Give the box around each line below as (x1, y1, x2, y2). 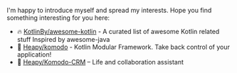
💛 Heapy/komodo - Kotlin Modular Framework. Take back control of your (16, 43, 231, 51)
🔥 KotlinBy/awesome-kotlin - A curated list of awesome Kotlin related (16, 28, 220, 35)
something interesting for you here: (6, 13, 110, 22)
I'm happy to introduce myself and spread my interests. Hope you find (6, 6, 212, 14)
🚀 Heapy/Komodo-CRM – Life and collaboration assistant (16, 58, 184, 66)
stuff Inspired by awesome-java (16, 35, 110, 43)
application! (16, 50, 52, 59)
